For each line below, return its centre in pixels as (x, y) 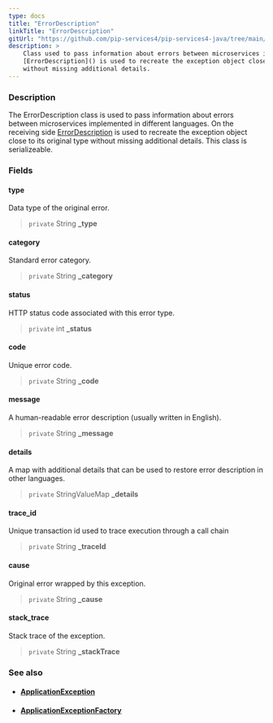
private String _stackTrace (74, 652)
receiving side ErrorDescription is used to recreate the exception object (128, 132)
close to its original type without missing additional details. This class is (128, 141)
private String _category (71, 276)
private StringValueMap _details (83, 494)
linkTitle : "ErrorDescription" (61, 31)
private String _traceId (67, 547)
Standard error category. (50, 260)
